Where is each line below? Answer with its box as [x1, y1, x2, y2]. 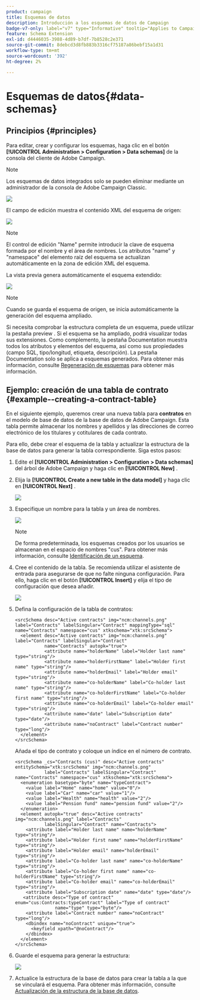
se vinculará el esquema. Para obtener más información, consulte [14, 981, 176, 988]
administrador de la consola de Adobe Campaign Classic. [6, 184, 147, 191]
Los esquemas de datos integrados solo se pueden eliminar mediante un [6, 177, 185, 185]
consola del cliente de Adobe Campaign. [6, 154, 106, 162]
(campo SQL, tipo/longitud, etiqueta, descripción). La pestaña [6, 349, 158, 356]
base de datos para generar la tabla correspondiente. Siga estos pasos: [6, 447, 182, 454]
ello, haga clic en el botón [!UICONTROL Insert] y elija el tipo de [14, 576, 172, 584]
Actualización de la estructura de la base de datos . [14, 987, 140, 995]
